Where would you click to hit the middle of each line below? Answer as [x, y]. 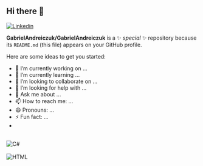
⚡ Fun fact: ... [32, 117]
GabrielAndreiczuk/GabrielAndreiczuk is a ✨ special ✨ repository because [101, 38]
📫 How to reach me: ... [44, 101]
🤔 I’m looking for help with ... [51, 88]
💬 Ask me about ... [38, 94]
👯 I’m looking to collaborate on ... [56, 81]
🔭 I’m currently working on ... [51, 68]
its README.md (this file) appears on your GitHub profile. [74, 45]
